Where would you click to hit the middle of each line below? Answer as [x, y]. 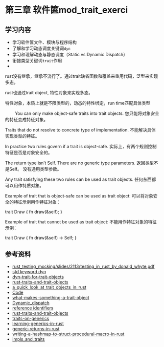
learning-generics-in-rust [38, 324]
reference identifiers [33, 308]
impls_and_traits [28, 339]
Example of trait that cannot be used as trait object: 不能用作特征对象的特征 [81, 222]
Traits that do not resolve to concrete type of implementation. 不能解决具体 [80, 130]
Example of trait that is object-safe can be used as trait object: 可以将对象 [79, 196]
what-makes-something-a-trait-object [51, 297]
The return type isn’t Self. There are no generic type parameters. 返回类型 [80, 163]
